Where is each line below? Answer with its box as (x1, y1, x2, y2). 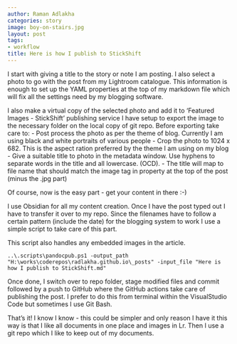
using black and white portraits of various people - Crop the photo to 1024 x (7, 136, 230, 145)
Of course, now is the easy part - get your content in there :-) (7, 188, 187, 197)
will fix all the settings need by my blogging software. (7, 92, 164, 100)
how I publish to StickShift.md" (7, 264, 107, 271)
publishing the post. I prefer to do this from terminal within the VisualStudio (7, 292, 228, 301)
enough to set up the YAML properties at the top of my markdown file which (7, 85, 230, 93)
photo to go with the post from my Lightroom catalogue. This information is (7, 77, 228, 85)
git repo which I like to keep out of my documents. (7, 328, 154, 337)
